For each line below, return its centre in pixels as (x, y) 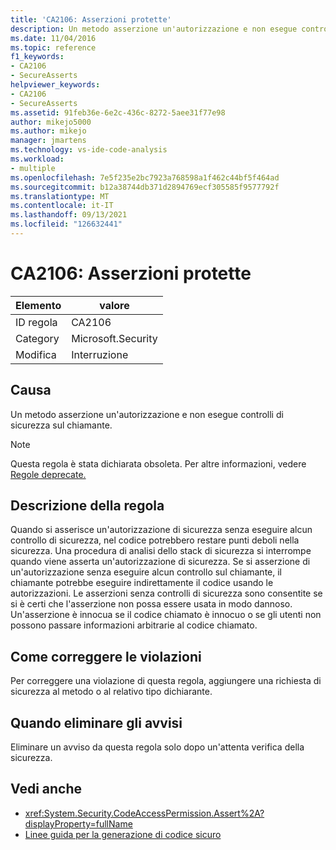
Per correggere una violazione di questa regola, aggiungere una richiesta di (166, 681)
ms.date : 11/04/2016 (53, 38)
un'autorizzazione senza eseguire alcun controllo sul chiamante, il (146, 572)
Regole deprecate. (48, 474)
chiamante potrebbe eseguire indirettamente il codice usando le (142, 583)
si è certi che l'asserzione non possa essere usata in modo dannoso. (151, 604)
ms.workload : (37, 159)
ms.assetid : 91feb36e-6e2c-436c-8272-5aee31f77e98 (118, 112)
